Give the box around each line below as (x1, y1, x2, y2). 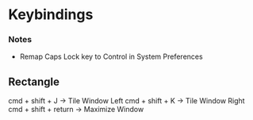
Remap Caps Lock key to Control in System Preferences (19, 52, 204, 61)
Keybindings (8, 6, 94, 24)
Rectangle (8, 75, 59, 88)
